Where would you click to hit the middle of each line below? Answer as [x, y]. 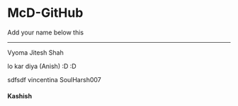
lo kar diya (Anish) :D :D [42, 66]
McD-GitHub [45, 13]
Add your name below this [46, 32]
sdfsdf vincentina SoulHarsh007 [54, 79]
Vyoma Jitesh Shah [35, 52]
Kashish [20, 95]
